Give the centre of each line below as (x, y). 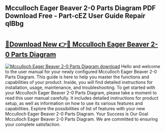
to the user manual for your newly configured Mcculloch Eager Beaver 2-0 (81, 72)
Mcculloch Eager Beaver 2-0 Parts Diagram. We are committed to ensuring (82, 119)
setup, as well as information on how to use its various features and (74, 103)
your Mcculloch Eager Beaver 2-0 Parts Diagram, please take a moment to (81, 93)
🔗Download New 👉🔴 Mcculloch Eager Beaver (77, 44)
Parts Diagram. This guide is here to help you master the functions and (77, 77)
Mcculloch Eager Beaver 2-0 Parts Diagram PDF (81, 8)
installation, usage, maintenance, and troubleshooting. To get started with (80, 87)
